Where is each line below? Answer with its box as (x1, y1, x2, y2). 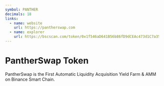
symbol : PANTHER (5, 7, 38, 12)
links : (5, 16, 19, 21)
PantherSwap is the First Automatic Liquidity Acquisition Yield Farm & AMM (5, 71, 156, 77)
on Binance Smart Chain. (5, 76, 55, 82)
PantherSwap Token (5, 55, 89, 66)
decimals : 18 (5, 12, 32, 17)
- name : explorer (9, 30, 45, 34)
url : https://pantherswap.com (14, 25, 76, 30)
